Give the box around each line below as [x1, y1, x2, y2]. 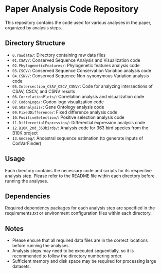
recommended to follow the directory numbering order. [12, 253, 123, 259]
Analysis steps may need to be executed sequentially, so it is [12, 248, 134, 254]
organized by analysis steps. [5, 24, 62, 30]
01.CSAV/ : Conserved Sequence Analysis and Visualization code [12, 57, 141, 63]
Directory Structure [5, 39, 66, 47]
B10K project [12, 130, 38, 136]
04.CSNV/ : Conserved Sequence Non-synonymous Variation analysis [12, 72, 149, 79]
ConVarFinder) [12, 140, 42, 146]
